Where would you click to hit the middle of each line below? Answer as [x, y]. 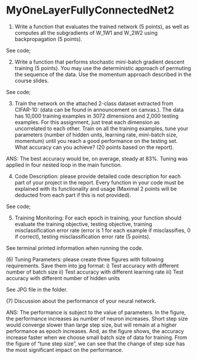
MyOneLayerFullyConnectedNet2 [90, 10]
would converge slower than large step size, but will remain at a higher [92, 325]
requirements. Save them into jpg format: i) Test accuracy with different [93, 265]
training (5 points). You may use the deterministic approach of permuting [103, 68]
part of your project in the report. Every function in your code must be [99, 182]
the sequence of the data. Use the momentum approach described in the [103, 74]
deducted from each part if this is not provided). [73, 195]
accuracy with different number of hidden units [63, 278]
